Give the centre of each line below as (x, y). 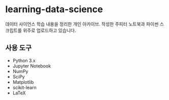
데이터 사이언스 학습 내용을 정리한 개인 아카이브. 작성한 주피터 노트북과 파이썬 (82, 24)
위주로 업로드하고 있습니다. (49, 30)
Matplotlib (23, 82)
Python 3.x (24, 60)
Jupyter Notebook (32, 66)
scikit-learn (24, 87)
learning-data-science (54, 9)
